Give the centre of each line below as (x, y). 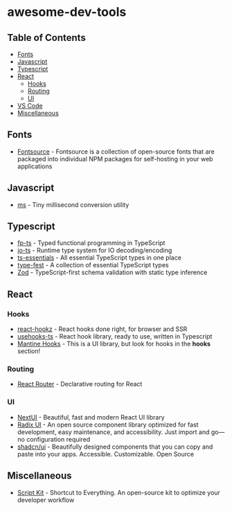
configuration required (59, 439)
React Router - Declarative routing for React (80, 384)
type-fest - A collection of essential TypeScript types (93, 265)
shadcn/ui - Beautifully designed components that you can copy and (115, 447)
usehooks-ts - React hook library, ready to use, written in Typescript (115, 337)
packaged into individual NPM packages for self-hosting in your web (115, 159)
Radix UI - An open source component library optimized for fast (108, 424)
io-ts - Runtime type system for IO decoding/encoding (95, 251)
